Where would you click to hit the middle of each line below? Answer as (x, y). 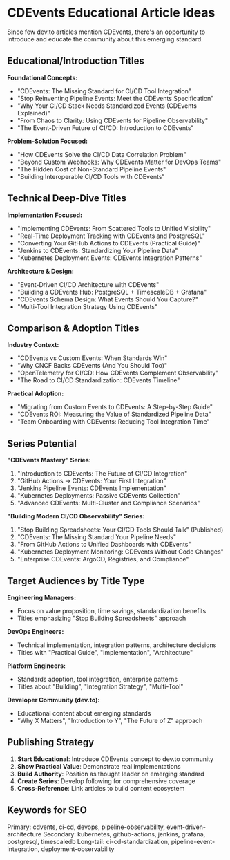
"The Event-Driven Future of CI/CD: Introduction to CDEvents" (106, 128)
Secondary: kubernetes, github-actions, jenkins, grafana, (124, 834)
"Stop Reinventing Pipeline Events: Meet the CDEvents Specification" (115, 98)
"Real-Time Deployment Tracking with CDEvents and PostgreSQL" (111, 236)
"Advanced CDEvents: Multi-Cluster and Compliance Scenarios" (108, 503)
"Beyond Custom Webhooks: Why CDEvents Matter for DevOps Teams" (119, 162)
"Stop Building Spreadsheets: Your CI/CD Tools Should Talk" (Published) (120, 530)
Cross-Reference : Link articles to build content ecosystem (101, 788)
